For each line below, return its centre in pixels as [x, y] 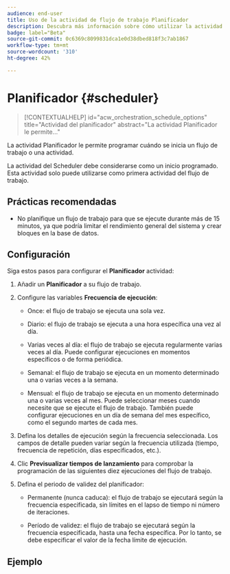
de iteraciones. [48, 512]
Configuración [39, 254]
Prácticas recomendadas [62, 202]
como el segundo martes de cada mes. [83, 422]
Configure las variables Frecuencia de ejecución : [87, 298]
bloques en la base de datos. [58, 233]
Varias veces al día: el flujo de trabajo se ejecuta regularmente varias [125, 345]
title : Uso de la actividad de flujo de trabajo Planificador [98, 20]
